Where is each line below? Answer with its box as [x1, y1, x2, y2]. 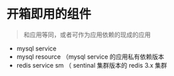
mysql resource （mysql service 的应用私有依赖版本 [16, 53, 165, 61]
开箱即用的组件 [6, 6, 92, 22]
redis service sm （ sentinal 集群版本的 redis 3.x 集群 [16, 61, 167, 69]
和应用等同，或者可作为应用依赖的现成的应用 [23, 30, 151, 39]
